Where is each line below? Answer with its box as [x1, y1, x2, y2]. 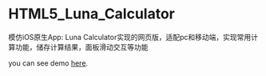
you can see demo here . [8, 58, 89, 68]
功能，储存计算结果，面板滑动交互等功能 [14, 42, 149, 52]
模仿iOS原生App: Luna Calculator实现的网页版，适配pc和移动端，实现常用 [8, 32, 252, 42]
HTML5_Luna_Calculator [8, 5, 176, 23]
